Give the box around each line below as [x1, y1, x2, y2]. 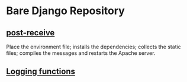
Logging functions [6, 67, 76, 77]
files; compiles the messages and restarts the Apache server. [6, 50, 156, 57]
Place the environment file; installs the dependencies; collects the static [6, 43, 182, 50]
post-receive [6, 28, 55, 38]
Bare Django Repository [6, 4, 125, 18]
